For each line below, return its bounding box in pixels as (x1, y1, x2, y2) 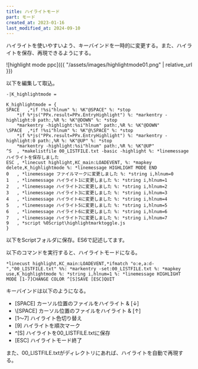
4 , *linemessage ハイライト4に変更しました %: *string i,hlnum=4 (6, 196, 167, 203)
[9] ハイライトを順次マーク (14, 322, 81, 329)
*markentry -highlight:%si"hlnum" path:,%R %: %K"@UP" (17, 143, 155, 149)
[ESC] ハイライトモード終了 (14, 337, 83, 344)
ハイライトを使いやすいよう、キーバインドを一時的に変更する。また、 (6, 42, 177, 49)
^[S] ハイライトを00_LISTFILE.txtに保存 (14, 329, 111, 337)
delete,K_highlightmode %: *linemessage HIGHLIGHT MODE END (6, 165, 158, 171)
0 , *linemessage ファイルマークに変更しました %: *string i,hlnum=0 (6, 171, 174, 177)
